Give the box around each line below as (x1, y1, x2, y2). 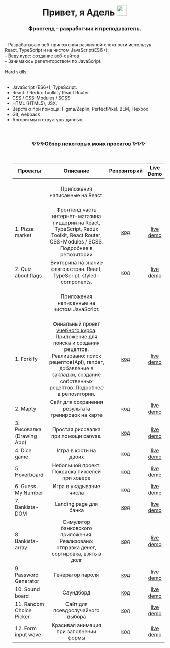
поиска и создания (53, 339, 100, 346)
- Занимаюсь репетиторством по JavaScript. (5, 58, 102, 64)
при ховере (62, 474, 91, 481)
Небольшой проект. (52, 462, 101, 469)
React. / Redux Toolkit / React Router (12, 90, 89, 96)
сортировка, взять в (52, 550, 102, 557)
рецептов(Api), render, (49, 358, 105, 365)
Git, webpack (12, 111, 40, 117)
